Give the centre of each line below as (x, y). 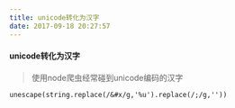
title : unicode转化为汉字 (54, 18)
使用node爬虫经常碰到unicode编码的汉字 (107, 77)
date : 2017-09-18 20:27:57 (60, 26)
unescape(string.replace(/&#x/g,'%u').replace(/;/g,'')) (118, 94)
